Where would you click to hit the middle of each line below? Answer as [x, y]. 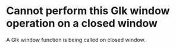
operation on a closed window [82, 23]
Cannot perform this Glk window [88, 11]
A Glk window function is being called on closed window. [76, 40]
